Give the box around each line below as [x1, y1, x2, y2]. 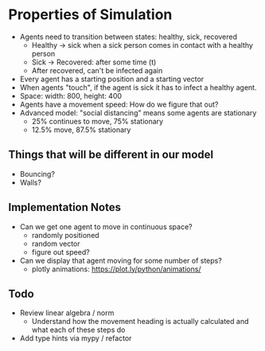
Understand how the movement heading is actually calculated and [31, 317, 249, 326]
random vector [31, 239, 81, 248]
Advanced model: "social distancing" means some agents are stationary [19, 107, 257, 117]
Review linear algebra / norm [19, 308, 115, 318]
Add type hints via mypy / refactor [19, 333, 132, 343]
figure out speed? [31, 247, 90, 256]
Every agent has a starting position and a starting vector [19, 74, 205, 84]
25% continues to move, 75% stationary [31, 116, 164, 126]
